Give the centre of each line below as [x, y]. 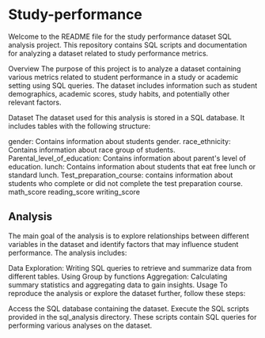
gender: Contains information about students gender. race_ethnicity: [119, 141]
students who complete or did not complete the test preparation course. [126, 183]
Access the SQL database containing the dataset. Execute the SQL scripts [129, 308]
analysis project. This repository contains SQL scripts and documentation [128, 44]
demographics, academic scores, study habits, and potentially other [119, 93]
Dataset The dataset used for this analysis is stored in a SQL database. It [127, 117]
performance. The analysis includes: [68, 253]
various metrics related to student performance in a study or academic [123, 77]
